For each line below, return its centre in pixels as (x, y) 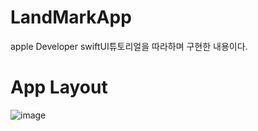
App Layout (59, 87)
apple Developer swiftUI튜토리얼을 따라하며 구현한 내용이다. (129, 46)
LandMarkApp (71, 17)
